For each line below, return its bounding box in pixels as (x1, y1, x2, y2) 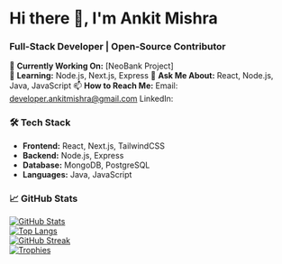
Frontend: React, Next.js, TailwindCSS (22, 140, 165, 151)
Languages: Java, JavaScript (22, 168, 132, 179)
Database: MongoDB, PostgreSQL (22, 159, 150, 170)
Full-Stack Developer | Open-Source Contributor (9, 41, 226, 53)
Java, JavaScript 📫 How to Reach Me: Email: (9, 80, 178, 91)
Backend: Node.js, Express (22, 150, 124, 160)
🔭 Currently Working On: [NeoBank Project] (9, 60, 174, 71)
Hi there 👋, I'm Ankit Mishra (9, 8, 218, 29)
